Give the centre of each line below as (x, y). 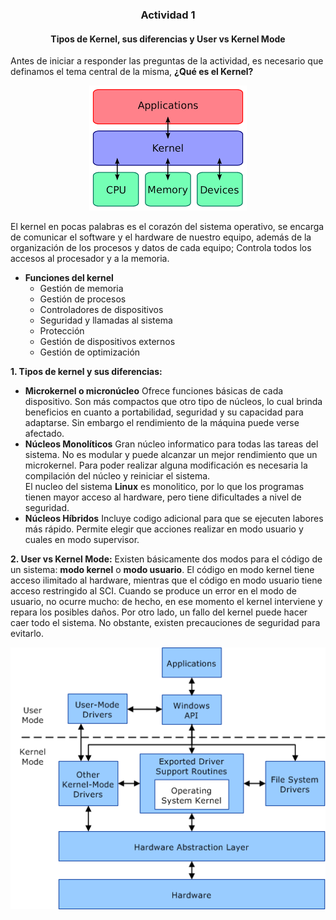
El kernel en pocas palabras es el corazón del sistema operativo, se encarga (167, 227)
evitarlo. (27, 634)
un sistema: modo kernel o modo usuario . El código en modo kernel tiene (162, 570)
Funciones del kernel (69, 278)
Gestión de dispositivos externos (107, 342)
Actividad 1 (168, 15)
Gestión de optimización (90, 352)
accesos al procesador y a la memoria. (90, 259)
